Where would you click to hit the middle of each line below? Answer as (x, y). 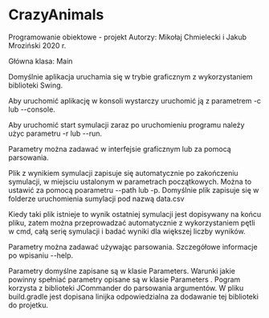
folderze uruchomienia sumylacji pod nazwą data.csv (96, 198)
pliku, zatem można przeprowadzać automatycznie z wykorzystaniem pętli (132, 222)
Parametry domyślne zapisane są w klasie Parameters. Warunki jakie (122, 271)
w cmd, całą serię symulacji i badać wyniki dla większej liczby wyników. (127, 231)
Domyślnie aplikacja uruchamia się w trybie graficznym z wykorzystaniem (130, 76)
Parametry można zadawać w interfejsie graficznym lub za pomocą (120, 149)
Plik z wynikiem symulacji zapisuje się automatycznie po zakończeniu (123, 173)
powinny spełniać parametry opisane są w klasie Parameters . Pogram (124, 279)
